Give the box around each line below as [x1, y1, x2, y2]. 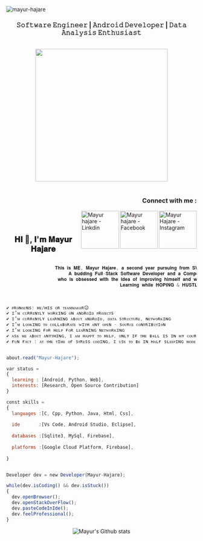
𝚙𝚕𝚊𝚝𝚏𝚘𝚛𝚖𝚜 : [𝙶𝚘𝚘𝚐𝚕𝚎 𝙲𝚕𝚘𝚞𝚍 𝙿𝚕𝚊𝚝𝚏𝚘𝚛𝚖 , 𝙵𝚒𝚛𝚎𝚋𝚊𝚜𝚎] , [11, 444, 134, 450]
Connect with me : [141, 197, 197, 205]
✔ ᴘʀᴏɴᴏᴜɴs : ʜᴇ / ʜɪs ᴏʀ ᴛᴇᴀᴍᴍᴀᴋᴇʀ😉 [6, 304, 89, 311]
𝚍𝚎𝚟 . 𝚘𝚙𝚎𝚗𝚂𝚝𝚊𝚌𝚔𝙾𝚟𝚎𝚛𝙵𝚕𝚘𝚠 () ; [11, 500, 77, 506]
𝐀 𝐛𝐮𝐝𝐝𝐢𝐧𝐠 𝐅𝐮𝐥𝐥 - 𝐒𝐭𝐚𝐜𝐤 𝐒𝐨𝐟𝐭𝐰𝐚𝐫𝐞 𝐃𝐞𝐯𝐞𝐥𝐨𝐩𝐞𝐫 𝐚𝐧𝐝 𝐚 [68, 270, 181, 277]
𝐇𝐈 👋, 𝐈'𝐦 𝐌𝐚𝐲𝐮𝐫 [14, 234, 72, 244]
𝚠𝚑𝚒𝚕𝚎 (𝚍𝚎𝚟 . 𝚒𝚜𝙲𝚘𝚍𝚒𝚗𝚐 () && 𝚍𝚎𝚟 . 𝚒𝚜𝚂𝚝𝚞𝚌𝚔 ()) [6, 483, 110, 489]
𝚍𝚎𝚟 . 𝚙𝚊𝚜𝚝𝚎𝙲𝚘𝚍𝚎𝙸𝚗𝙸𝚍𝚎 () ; [11, 505, 69, 511]
